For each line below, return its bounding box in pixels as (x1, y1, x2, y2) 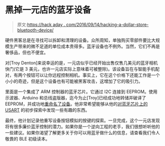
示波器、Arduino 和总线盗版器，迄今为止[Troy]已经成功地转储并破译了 (5, 95, 146, 100)
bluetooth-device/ (17, 27, 54, 33)
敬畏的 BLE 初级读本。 (5, 136, 50, 142)
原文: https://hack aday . (17, 22, 65, 27)
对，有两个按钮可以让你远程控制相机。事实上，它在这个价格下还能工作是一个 (5, 72, 160, 78)
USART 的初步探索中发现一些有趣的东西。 (5, 107, 90, 113)
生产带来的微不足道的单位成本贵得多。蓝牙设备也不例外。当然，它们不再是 (9, 43, 160, 49)
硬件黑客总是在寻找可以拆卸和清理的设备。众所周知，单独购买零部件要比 (5, 37, 151, 43)
